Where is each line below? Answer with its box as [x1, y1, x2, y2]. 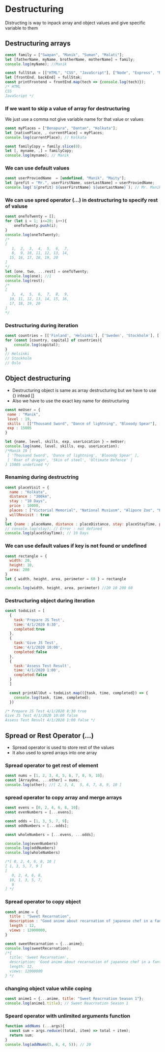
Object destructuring [5, 374, 71, 383]
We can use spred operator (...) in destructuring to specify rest [5, 197, 158, 204]
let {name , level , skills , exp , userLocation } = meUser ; [5, 439, 126, 444]
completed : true [14, 627, 45, 631]
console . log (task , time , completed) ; [14, 695, 91, 700]
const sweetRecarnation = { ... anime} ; [5, 941, 84, 946]
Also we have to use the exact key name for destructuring [12, 398, 129, 404]
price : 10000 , [9, 503, 41, 508]
